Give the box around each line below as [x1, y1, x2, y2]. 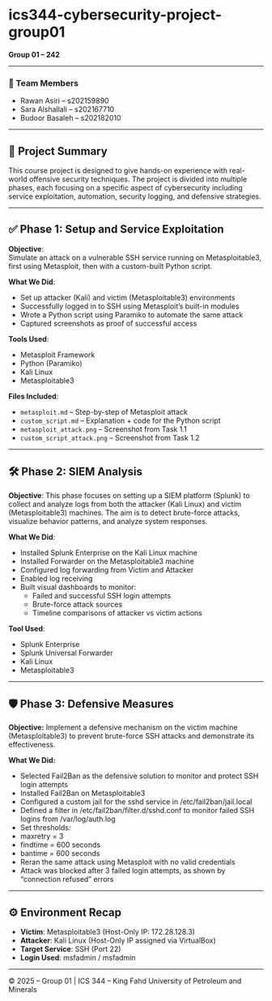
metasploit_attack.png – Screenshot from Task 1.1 [19, 424, 188, 434]
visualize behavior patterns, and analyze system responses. [8, 516, 208, 526]
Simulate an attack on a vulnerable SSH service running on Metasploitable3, [8, 253, 261, 262]
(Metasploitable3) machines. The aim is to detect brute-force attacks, [8, 508, 240, 518]
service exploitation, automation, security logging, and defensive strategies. [8, 192, 261, 202]
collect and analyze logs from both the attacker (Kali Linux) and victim [8, 499, 242, 509]
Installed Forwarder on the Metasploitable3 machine [19, 556, 194, 566]
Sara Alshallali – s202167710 [19, 104, 115, 114]
